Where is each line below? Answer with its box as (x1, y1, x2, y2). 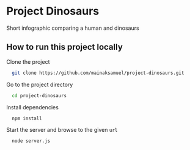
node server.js (12, 138, 51, 144)
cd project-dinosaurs (12, 92, 67, 98)
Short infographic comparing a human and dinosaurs (6, 24, 139, 32)
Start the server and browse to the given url (6, 126, 118, 134)
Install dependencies (6, 103, 59, 111)
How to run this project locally (6, 42, 123, 52)
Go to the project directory (6, 81, 73, 88)
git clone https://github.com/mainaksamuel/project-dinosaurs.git (12, 70, 185, 76)
